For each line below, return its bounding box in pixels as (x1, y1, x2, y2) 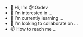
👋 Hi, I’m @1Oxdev (10, 5, 48, 10)
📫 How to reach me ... (10, 26, 57, 32)
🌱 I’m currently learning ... (10, 15, 64, 21)
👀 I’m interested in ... (10, 10, 53, 16)
